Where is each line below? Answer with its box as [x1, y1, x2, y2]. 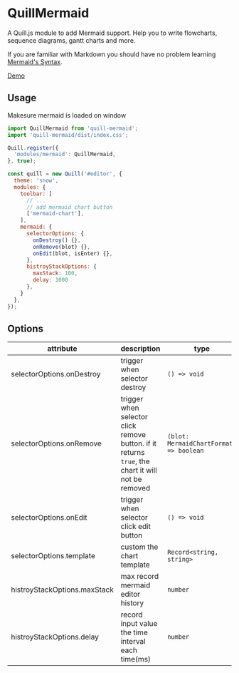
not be [120, 474, 142, 484]
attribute [47, 344, 78, 354]
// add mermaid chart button [26, 203, 113, 211]
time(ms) [120, 654, 152, 664]
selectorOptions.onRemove [11, 438, 102, 448]
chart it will [120, 466, 158, 476]
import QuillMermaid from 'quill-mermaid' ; [7, 125, 139, 132]
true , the [120, 456, 151, 466]
